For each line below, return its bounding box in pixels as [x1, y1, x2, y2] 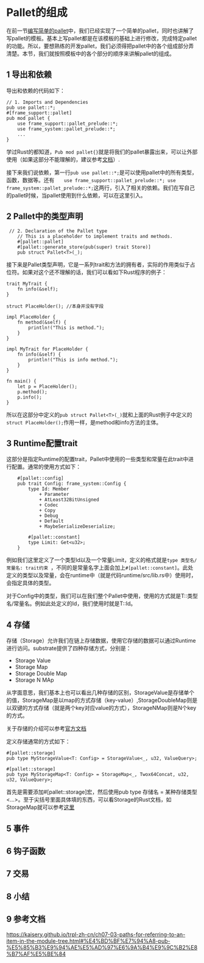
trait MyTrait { [6, 281, 47, 287]
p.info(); [17, 394, 43, 400]
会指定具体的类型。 [6, 579, 55, 587]
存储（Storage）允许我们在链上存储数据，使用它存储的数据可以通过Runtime [6, 637, 196, 644]
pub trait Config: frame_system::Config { [17, 481, 127, 487]
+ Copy [38, 507, 56, 514]
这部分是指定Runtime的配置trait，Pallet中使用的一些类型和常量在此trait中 [6, 456, 189, 463]
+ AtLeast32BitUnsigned [38, 496, 99, 503]
